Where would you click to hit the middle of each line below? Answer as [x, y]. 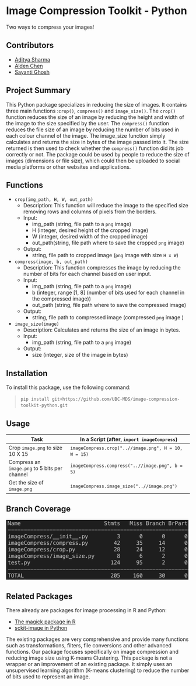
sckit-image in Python [41, 627]
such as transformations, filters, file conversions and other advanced [89, 645]
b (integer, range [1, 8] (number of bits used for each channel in [108, 293]
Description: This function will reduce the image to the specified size [106, 206]
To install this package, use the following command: [69, 387]
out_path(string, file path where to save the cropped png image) [108, 243]
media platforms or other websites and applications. [69, 167]
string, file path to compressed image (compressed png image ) [108, 318]
